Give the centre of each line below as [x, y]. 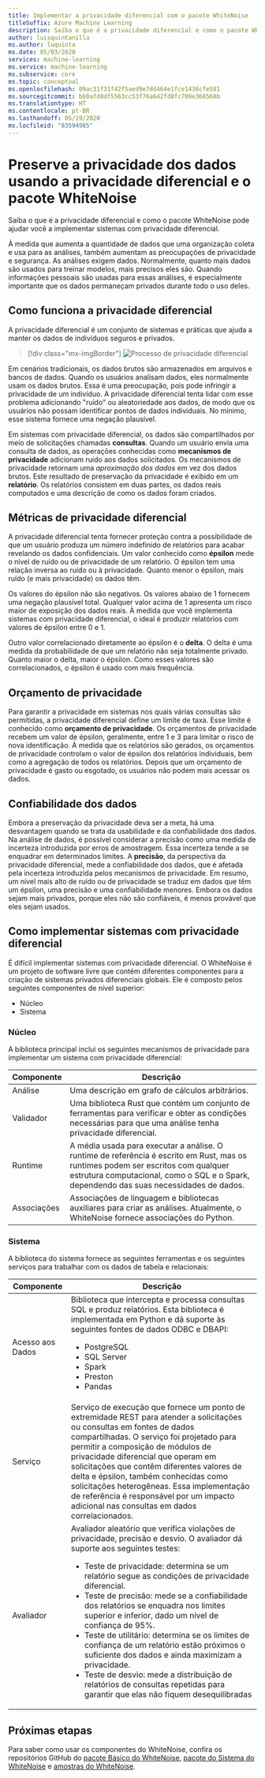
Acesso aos [34, 1342]
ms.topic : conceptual [44, 81]
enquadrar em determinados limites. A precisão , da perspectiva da [117, 856]
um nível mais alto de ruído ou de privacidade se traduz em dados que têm [130, 881]
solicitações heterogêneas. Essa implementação [160, 1487]
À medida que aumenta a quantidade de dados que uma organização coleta [131, 244]
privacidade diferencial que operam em [144, 1457]
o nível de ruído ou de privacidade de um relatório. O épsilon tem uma [121, 562]
